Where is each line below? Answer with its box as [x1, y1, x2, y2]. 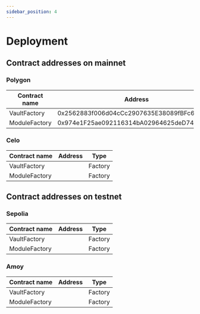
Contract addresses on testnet [6, 192, 122, 202]
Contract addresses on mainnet [6, 58, 126, 69]
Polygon [6, 76, 31, 84]
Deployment [6, 34, 68, 48]
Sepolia [6, 210, 29, 218]
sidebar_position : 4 [6, 8, 58, 15]
